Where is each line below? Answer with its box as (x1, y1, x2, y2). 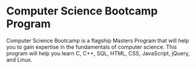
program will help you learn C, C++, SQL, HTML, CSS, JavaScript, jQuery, (6, 49, 190, 57)
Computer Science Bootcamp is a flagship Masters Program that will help (6, 37, 189, 44)
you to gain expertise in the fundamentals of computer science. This (6, 43, 177, 51)
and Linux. (6, 56, 33, 63)
